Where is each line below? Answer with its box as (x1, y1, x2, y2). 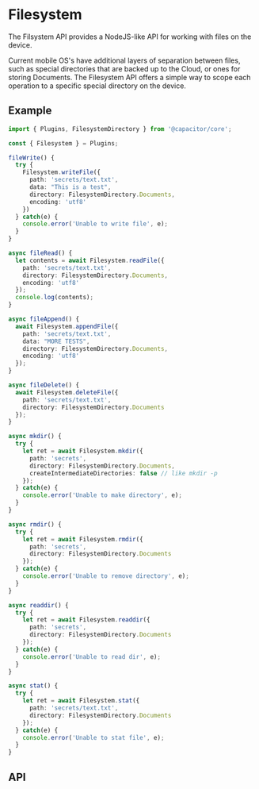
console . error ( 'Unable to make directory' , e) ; (22, 491, 182, 499)
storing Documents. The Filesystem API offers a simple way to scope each (8, 72, 251, 82)
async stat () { (8, 682, 59, 690)
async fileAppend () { (8, 315, 80, 323)
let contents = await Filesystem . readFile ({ (15, 256, 165, 264)
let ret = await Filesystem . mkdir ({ (22, 447, 144, 455)
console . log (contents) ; (15, 294, 93, 302)
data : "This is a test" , (29, 183, 112, 191)
